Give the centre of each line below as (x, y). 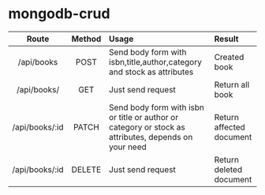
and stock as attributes (151, 72)
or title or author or (144, 117)
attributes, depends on (151, 137)
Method (86, 39)
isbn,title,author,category (156, 62)
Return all (232, 84)
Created (229, 57)
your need (128, 147)
